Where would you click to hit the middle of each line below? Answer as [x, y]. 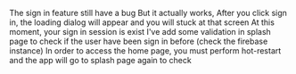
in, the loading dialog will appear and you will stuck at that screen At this [142, 22]
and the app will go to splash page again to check [100, 60]
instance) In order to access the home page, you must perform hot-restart [145, 51]
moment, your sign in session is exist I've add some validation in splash [140, 32]
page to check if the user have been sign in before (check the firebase [139, 41]
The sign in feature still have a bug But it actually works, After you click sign [148, 13]
